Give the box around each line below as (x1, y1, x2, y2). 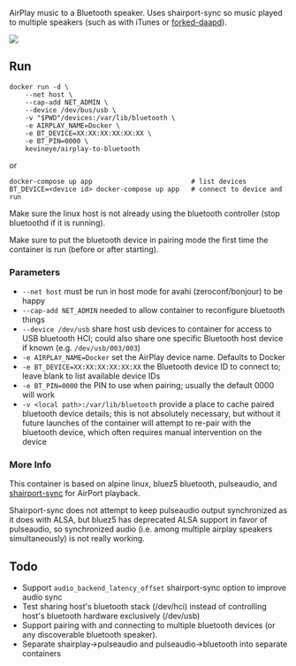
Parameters (9, 265, 60, 278)
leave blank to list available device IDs (21, 371, 161, 381)
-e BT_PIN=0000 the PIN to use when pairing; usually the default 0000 (21, 380, 275, 391)
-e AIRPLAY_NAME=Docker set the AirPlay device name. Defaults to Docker (21, 352, 285, 363)
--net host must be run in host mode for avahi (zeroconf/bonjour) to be (21, 287, 283, 297)
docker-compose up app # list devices (9, 177, 247, 186)
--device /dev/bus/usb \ (25, 105, 117, 114)
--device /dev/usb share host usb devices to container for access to (21, 324, 272, 334)
